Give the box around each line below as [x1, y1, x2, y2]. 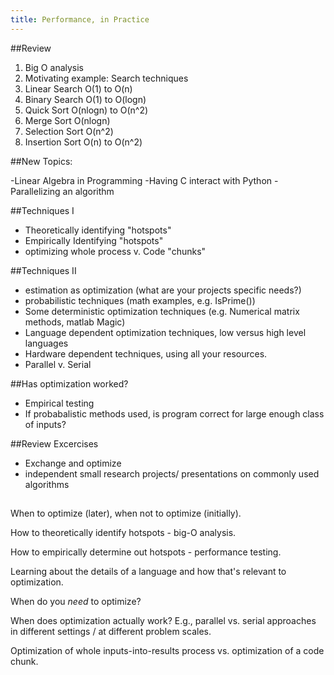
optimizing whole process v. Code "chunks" [24, 245, 207, 257]
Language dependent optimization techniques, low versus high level [24, 326, 307, 338]
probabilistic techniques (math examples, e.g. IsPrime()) [24, 294, 256, 306]
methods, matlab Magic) [24, 316, 126, 328]
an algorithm [62, 185, 115, 197]
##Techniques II [10, 264, 77, 276]
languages [24, 337, 69, 349]
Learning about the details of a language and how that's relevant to [10, 566, 287, 578]
